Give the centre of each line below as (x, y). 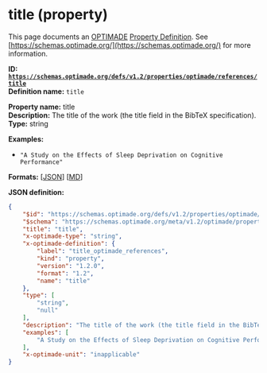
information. (28, 53)
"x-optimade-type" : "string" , (73, 236)
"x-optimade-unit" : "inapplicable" (81, 355)
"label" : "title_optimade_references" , (103, 251)
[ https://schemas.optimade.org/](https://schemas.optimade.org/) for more (130, 45)
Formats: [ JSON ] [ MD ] (46, 177)
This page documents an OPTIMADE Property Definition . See (108, 37)
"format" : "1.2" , (65, 273)
